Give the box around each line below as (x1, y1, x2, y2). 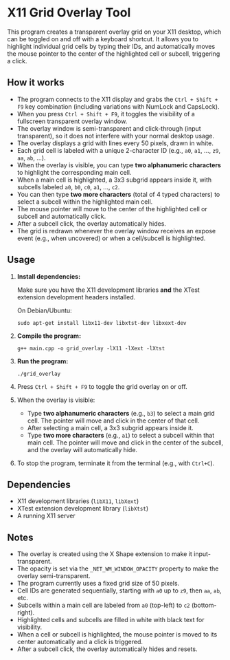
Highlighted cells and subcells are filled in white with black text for (16, 616, 205, 624)
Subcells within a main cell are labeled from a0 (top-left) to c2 (16, 601, 190, 610)
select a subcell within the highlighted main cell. (16, 198, 153, 206)
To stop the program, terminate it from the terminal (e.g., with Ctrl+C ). (16, 459, 215, 467)
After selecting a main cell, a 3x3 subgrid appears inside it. (27, 423, 194, 432)
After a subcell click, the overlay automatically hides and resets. (16, 645, 198, 653)
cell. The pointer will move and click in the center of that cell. (27, 416, 200, 425)
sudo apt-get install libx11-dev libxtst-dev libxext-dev (16, 319, 187, 326)
